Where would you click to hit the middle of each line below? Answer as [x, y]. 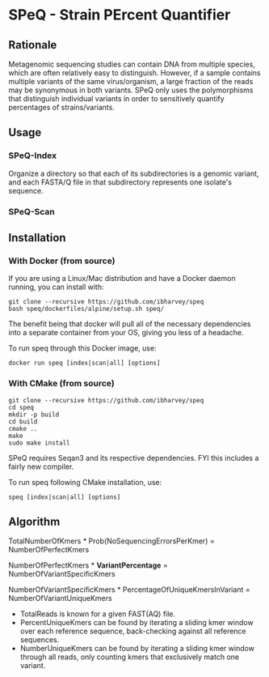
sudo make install [39, 443]
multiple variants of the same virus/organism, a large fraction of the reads [131, 81]
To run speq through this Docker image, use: [82, 348]
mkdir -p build [34, 415]
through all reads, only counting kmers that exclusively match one [130, 657]
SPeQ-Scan [32, 211]
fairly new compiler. [41, 466]
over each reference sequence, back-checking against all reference [133, 631]
